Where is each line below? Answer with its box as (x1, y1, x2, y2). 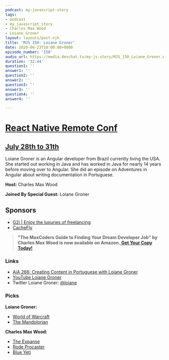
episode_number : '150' (5, 49, 53, 54)
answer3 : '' (5, 87, 30, 92)
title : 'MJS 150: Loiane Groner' (5, 40, 75, 45)
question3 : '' (5, 82, 35, 87)
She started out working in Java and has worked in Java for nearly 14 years (5, 161, 161, 167)
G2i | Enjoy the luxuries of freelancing (12, 220, 91, 226)
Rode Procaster (12, 343, 45, 350)
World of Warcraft (12, 313, 50, 320)
